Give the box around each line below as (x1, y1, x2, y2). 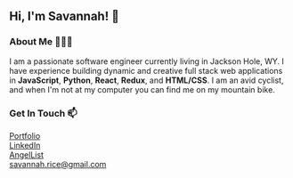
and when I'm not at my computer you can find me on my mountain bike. (9, 84, 276, 94)
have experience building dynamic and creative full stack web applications (9, 65, 283, 76)
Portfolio (9, 130, 41, 141)
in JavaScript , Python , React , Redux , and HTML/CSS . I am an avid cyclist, (9, 75, 284, 85)
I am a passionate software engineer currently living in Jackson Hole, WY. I (9, 55, 285, 67)
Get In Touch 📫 (9, 107, 77, 119)
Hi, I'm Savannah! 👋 (9, 9, 120, 24)
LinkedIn (9, 140, 41, 150)
